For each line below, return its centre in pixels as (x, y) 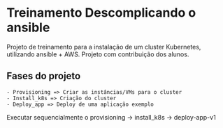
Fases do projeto (44, 76)
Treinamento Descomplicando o (101, 13)
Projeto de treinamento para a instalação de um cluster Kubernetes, (104, 47)
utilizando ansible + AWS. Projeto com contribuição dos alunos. (98, 54)
